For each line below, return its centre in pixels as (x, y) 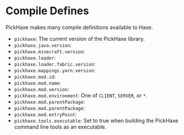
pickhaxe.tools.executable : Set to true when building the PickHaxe (96, 120)
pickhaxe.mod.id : (35, 76)
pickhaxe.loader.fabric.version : (55, 64)
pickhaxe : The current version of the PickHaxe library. (80, 38)
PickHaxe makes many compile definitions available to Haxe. (79, 27)
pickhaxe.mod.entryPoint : (46, 114)
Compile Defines (47, 11)
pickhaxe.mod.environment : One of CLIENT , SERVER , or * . (80, 95)
